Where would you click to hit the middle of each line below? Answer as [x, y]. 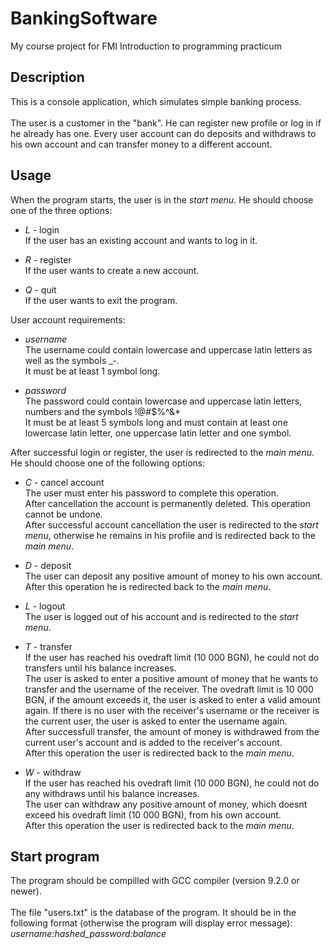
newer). [26, 891]
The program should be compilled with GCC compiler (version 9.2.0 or [155, 881]
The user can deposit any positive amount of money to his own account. [173, 576]
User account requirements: [68, 319]
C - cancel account [64, 482]
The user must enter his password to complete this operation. [152, 493]
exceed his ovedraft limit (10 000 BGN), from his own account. [153, 814]
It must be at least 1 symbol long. [92, 371]
